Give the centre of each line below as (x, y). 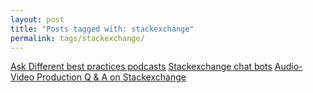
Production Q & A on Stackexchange (111, 77)
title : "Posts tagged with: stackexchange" (102, 29)
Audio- (288, 67)
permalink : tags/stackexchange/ (77, 38)
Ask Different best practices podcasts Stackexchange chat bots (141, 67)
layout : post (37, 19)
